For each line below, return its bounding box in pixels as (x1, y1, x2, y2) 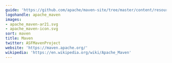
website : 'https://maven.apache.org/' (5, 45, 88, 50)
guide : (5, 7, 19, 13)
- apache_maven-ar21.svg (5, 21, 58, 27)
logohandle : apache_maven (5, 12, 60, 17)
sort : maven (5, 31, 31, 36)
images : (5, 17, 22, 22)
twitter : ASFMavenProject (5, 41, 60, 46)
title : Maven (5, 36, 33, 41)
